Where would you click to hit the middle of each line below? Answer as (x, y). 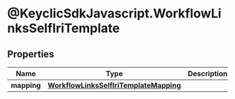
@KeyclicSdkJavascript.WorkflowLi (114, 14)
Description (208, 74)
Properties (31, 54)
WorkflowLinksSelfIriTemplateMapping (115, 85)
